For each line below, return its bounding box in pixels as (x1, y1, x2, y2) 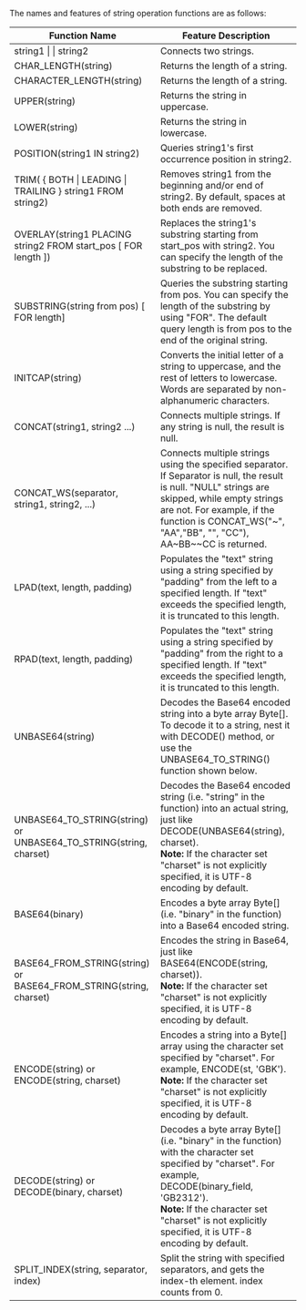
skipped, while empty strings (159, 492, 284, 505)
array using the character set (159, 1040, 284, 1052)
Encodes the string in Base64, (159, 934, 290, 947)
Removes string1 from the (159, 168, 271, 180)
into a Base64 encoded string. (159, 919, 290, 932)
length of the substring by (159, 300, 270, 312)
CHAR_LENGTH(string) (14, 59, 113, 72)
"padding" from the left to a (159, 576, 278, 588)
